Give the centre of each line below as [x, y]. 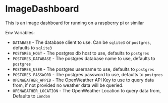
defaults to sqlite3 [32, 47]
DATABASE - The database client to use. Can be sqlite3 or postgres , [82, 42]
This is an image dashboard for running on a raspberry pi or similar [75, 23]
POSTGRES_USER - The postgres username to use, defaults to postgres [83, 69]
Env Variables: [20, 32]
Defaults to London [31, 96]
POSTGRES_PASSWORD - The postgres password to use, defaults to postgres [88, 74]
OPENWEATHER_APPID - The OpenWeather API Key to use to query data [83, 80]
